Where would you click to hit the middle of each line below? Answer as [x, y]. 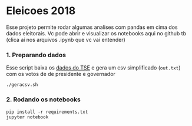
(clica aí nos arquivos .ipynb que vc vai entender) [66, 39]
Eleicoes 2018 [41, 11]
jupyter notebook [27, 117]
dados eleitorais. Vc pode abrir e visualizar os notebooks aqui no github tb [96, 33]
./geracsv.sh [22, 85]
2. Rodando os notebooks [43, 100]
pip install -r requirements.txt [47, 112]
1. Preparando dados [36, 55]
